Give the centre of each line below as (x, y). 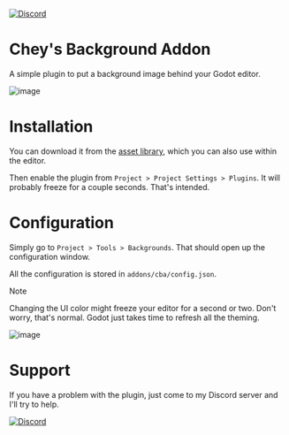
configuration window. (50, 256)
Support (40, 370)
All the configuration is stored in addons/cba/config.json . (113, 273)
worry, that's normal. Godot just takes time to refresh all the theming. (134, 317)
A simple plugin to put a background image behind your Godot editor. (135, 73)
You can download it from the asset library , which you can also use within (143, 151)
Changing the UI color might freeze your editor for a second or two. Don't (143, 308)
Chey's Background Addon (110, 50)
